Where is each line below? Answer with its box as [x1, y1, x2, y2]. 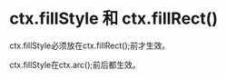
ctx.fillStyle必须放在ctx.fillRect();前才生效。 [9, 40, 171, 51]
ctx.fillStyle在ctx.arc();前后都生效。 [9, 59, 141, 70]
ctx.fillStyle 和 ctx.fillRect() [9, 8, 219, 29]
